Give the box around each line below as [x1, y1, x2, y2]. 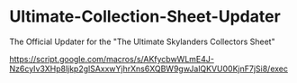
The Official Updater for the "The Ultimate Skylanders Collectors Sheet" [9, 36, 276, 47]
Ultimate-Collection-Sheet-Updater [9, 6, 281, 27]
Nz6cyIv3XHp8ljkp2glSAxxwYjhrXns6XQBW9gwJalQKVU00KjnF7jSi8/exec [9, 63, 288, 74]
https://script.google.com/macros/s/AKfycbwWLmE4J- [9, 53, 214, 64]
